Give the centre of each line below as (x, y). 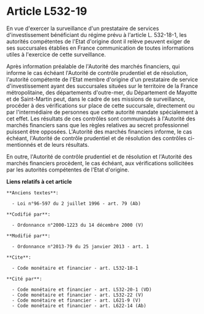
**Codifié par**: (28, 214)
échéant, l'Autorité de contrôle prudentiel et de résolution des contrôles (96, 138)
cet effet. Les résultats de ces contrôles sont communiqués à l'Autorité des (101, 119)
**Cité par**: (25, 279)
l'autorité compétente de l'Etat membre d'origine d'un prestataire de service (102, 79)
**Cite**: (19, 257)
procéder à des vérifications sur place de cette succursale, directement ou (100, 105)
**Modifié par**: (28, 236)
